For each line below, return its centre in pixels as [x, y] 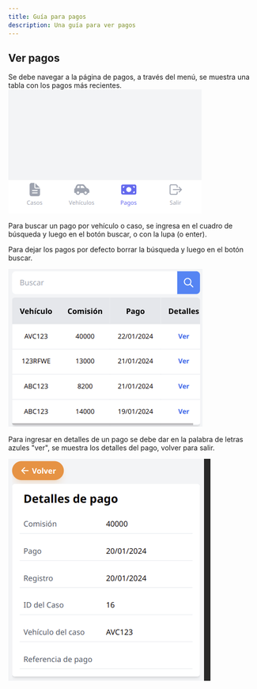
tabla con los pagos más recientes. [65, 85]
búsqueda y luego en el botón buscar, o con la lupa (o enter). [108, 234]
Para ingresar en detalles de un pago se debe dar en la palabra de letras [126, 440]
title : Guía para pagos [47, 17]
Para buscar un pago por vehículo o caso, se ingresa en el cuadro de [121, 226]
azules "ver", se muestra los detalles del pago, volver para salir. [111, 448]
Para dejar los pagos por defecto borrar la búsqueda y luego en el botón [126, 250]
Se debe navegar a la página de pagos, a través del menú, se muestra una [129, 77]
